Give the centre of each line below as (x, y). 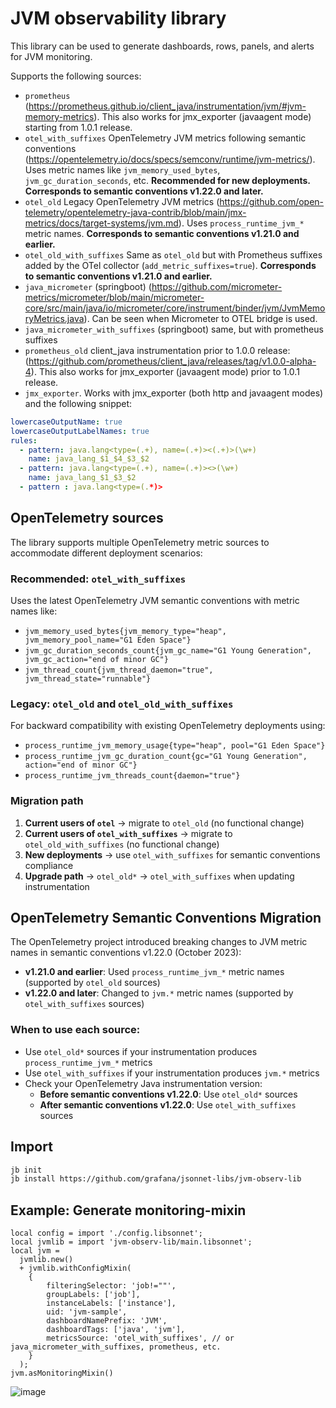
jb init (26, 1170)
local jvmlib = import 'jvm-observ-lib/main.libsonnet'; (131, 1242)
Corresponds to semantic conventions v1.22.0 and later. (144, 191)
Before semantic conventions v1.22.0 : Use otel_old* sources (168, 1094)
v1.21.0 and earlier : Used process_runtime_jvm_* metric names (154, 972)
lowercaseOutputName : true (66, 422)
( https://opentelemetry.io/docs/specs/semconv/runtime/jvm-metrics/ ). (170, 159)
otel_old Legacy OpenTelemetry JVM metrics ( (122, 201)
